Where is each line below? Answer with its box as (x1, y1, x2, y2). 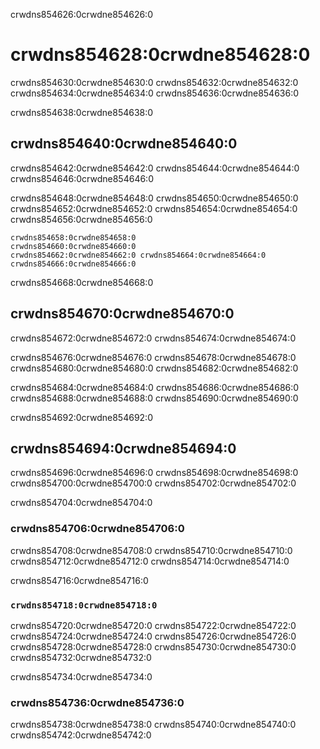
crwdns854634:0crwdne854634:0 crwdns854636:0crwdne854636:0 (10, 87, 300, 99)
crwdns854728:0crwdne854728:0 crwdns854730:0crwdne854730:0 (10, 640, 297, 653)
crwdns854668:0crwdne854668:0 (10, 276, 154, 288)
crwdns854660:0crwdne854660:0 (10, 241, 137, 251)
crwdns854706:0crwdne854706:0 (10, 522, 185, 536)
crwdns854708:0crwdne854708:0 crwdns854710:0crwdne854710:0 (10, 544, 293, 556)
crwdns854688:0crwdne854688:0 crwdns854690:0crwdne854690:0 (10, 392, 299, 404)
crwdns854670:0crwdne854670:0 (10, 305, 235, 323)
